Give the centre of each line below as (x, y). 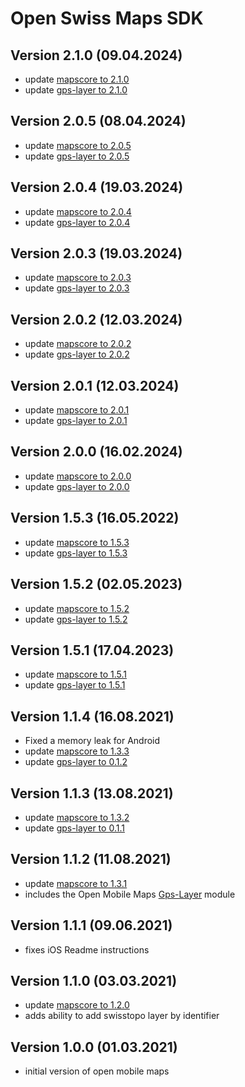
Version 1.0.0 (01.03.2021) (94, 1047)
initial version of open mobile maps (97, 1071)
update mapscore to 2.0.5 (78, 145)
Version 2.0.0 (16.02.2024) (96, 452)
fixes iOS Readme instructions (87, 949)
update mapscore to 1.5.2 (77, 608)
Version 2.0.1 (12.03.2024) (95, 385)
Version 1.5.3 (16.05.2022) (95, 518)
